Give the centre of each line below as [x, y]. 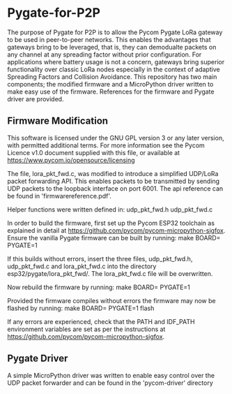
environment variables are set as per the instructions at [86, 329]
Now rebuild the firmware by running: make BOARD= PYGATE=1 [99, 287]
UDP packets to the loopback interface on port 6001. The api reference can [115, 188]
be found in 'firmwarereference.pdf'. [59, 196]
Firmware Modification [58, 121]
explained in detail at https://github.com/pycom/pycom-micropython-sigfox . [116, 230]
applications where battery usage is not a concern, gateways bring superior [116, 61]
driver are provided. [36, 98]
